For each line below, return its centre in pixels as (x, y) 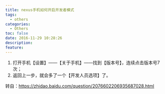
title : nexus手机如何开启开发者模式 (40, 10)
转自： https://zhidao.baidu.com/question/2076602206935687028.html (80, 86)
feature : (14, 48)
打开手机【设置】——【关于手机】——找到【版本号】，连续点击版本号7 (86, 62)
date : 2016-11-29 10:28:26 (34, 38)
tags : (11, 15)
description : (19, 43)
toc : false (17, 33)
